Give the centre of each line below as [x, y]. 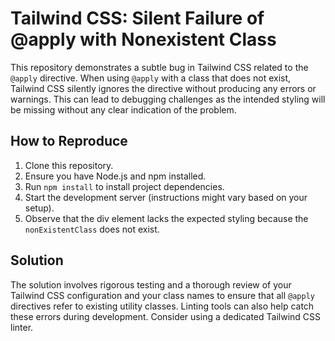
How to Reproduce [69, 141]
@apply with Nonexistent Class [143, 39]
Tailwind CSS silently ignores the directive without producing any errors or [163, 88]
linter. [22, 327]
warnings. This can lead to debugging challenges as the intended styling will [168, 99]
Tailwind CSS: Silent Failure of [137, 18]
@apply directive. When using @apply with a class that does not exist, [151, 78]
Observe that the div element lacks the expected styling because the [166, 218]
